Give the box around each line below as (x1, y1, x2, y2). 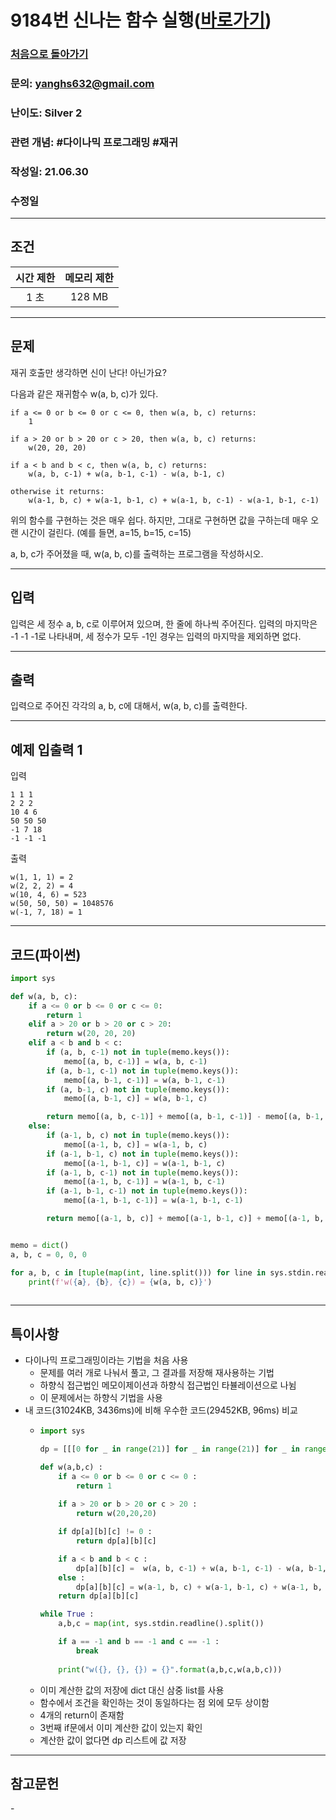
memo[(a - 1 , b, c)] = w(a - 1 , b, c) (63, 1139, 208, 1150)
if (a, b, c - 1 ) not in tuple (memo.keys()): (46, 1047, 230, 1058)
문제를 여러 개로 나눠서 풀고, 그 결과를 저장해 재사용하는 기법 (39, 1367, 275, 1379)
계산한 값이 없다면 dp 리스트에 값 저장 (39, 1734, 187, 1746)
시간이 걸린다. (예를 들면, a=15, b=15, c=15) (20, 526, 192, 538)
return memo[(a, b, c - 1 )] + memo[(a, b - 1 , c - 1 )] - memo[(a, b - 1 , (46, 1112, 325, 1122)
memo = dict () (10, 1240, 70, 1250)
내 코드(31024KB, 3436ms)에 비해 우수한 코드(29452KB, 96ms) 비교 (24, 1404, 298, 1416)
